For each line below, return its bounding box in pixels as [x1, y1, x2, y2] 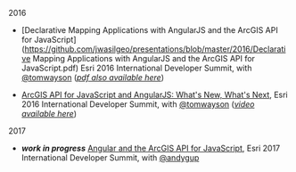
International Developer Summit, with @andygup [21, 152, 200, 163]
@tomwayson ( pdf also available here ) [21, 72, 165, 83]
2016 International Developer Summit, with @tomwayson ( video [21, 99, 255, 110]
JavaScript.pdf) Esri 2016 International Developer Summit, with [21, 62, 252, 73]
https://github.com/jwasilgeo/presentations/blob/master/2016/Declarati [24, 44, 286, 54]
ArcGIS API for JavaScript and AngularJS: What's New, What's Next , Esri [21, 89, 288, 100]
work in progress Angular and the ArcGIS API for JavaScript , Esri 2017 [21, 143, 281, 153]
